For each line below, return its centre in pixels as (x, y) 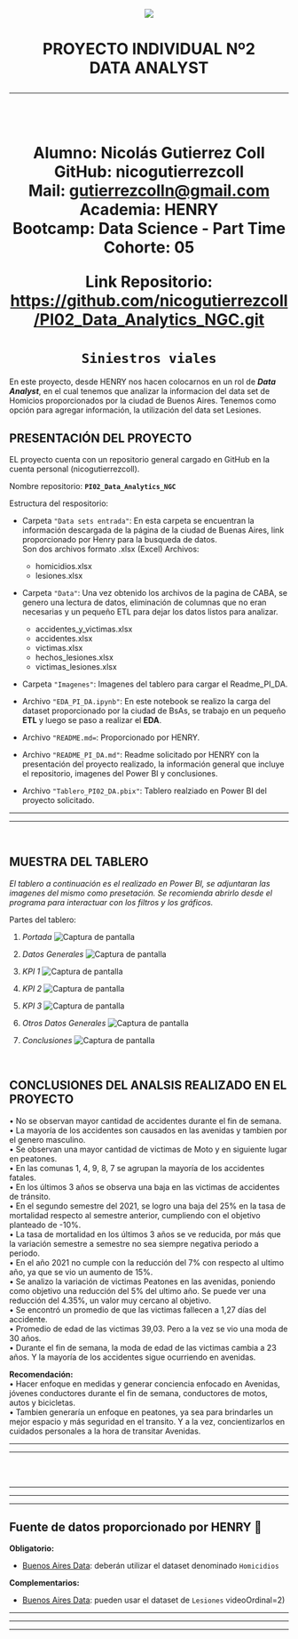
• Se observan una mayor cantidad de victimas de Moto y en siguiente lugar (148, 1149)
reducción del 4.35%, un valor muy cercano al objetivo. (110, 1300)
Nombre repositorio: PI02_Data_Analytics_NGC (93, 486)
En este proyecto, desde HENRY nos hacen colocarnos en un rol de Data (143, 382)
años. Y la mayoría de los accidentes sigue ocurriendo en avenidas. (133, 1357)
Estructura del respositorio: (59, 503)
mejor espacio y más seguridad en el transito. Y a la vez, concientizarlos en (147, 1421)
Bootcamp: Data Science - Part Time (149, 229)
